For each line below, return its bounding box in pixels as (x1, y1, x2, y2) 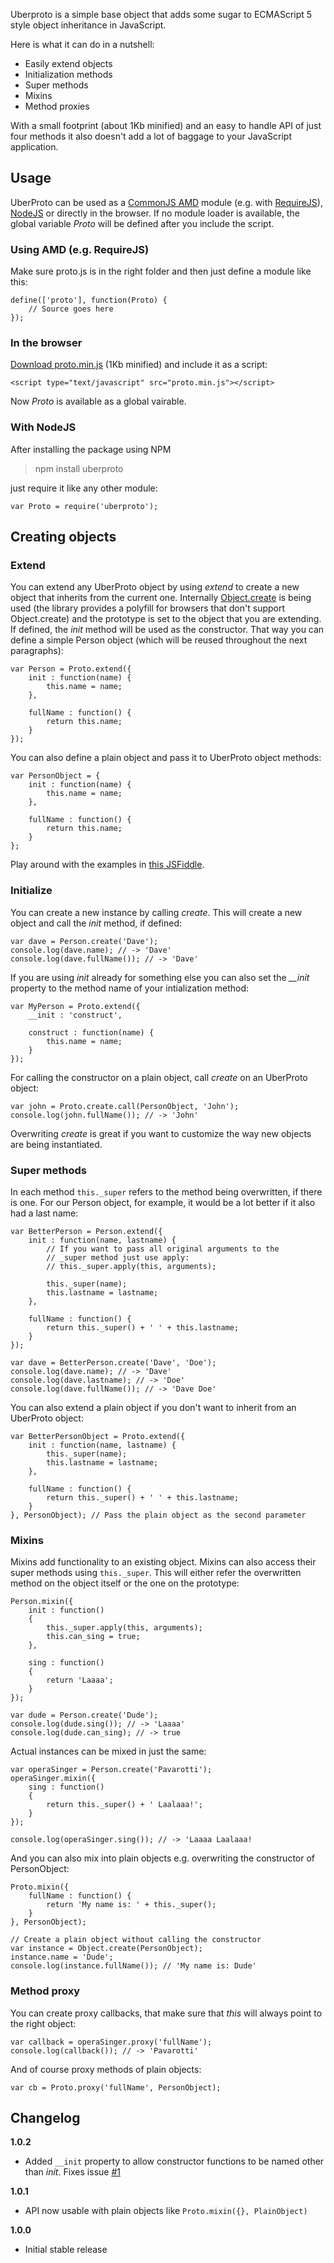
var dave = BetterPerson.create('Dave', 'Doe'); (10, 1357, 217, 1368)
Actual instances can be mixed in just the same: (10, 1745, 207, 1758)
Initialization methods (24, 69, 113, 80)
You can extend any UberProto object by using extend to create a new (10, 581, 300, 593)
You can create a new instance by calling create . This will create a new (10, 906, 303, 918)
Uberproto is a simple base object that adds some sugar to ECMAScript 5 (10, 9, 313, 20)
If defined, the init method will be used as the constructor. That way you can (10, 624, 325, 636)
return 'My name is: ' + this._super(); (46, 1900, 217, 1910)
